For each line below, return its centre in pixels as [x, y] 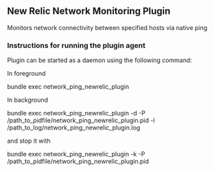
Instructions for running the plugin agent [76, 45]
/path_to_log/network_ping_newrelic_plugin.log [74, 128]
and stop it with [29, 141]
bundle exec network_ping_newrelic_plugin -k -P [76, 154]
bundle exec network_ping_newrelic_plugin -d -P [76, 113]
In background [28, 100]
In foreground [26, 74]
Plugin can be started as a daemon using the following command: [99, 60]
